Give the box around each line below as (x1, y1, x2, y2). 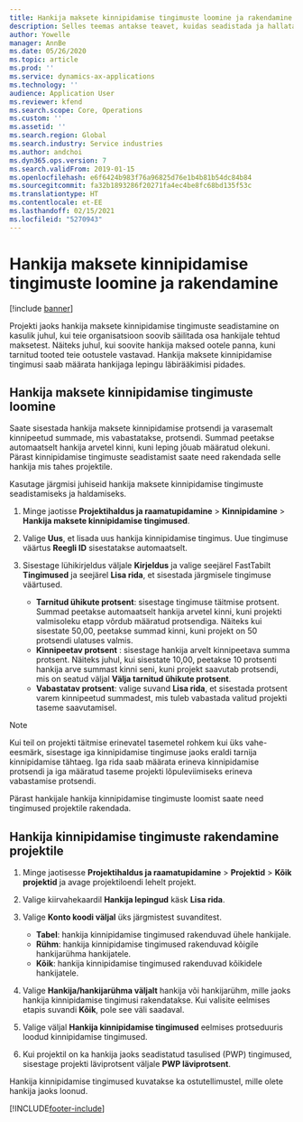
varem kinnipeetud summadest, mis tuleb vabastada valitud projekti (35, 693, 288, 704)
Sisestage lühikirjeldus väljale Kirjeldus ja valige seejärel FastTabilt (22, 560, 271, 571)
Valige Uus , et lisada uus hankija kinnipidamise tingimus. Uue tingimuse (22, 533, 289, 544)
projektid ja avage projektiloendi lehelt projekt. (22, 877, 197, 888)
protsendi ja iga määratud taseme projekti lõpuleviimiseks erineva (9, 766, 252, 777)
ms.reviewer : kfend (9, 97, 83, 107)
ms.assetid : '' (9, 123, 67, 132)
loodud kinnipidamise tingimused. (22, 1032, 148, 1043)
